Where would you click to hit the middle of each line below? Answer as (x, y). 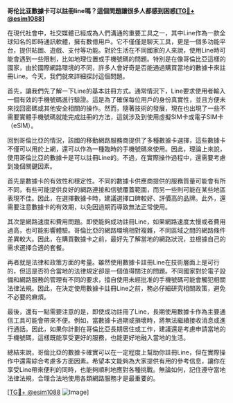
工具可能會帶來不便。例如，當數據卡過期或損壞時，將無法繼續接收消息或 (116, 320)
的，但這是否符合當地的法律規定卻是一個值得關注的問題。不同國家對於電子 (113, 271)
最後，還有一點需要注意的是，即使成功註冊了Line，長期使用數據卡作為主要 (113, 312)
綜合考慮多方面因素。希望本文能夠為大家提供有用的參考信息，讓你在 (128, 361)
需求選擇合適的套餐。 (37, 248)
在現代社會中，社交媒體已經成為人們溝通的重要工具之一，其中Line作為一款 (113, 33)
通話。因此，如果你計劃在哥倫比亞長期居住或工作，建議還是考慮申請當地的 (119, 329)
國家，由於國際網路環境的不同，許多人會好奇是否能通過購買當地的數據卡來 (113, 68)
